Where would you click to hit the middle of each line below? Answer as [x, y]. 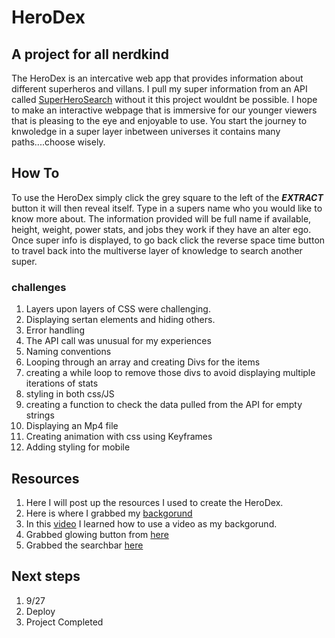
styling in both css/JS [70, 394]
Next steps [46, 576]
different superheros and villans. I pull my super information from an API [159, 89]
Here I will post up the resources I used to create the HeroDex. [154, 502]
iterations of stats [62, 383]
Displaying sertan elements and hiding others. [120, 320]
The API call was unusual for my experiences [118, 341]
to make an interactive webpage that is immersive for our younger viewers [164, 110]
